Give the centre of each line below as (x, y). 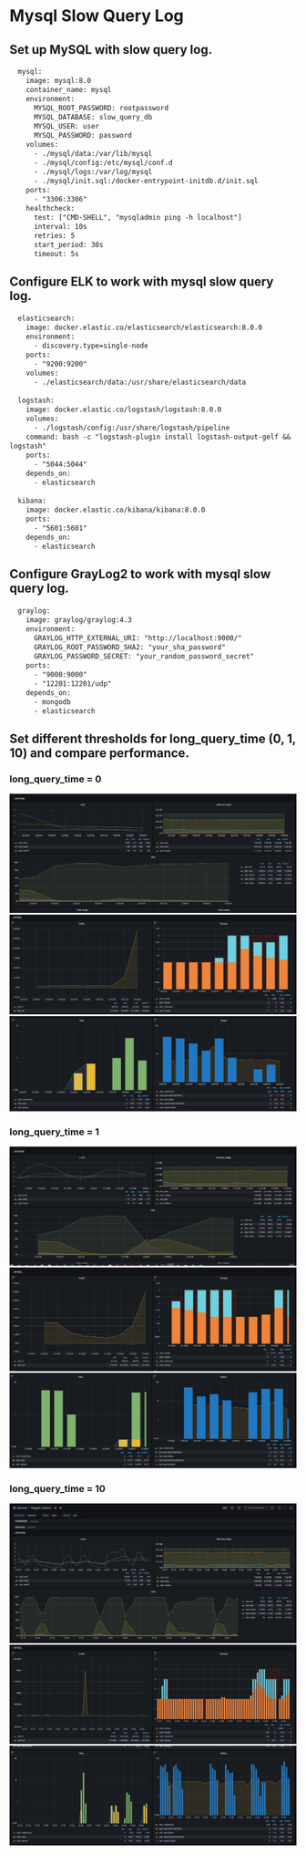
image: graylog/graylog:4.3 (79, 620)
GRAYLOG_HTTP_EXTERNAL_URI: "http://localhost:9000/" (138, 638)
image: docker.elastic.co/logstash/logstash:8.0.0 (124, 409)
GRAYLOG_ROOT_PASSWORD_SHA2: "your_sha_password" (129, 647)
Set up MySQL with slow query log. (111, 50)
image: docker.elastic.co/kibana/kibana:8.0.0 (116, 510)
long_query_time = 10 (58, 1488)
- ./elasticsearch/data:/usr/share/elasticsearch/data (140, 382)
